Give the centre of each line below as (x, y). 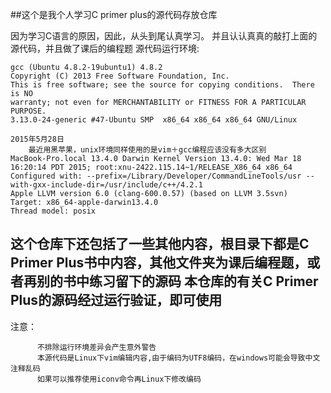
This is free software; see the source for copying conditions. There (162, 85)
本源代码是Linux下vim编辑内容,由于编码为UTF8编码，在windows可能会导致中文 (178, 358)
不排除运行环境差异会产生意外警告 (96, 347)
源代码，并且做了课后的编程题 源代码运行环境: (105, 48)
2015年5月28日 (37, 139)
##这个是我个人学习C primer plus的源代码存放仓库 (114, 14)
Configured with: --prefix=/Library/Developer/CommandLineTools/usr (156, 176)
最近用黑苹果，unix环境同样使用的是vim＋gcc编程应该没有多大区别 (147, 150)
